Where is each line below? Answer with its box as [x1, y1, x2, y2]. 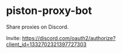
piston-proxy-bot [6, 4, 92, 17]
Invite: [6, 34, 21, 41]
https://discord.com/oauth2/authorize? [22, 34, 116, 41]
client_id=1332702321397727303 [6, 41, 87, 48]
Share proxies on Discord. [6, 23, 69, 30]
